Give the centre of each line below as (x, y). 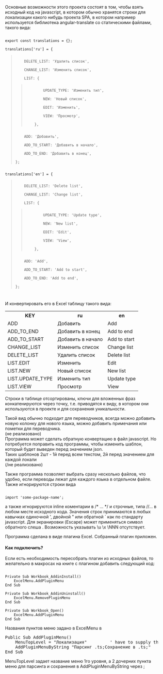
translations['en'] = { (29, 174)
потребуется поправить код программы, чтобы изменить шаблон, (74, 444)
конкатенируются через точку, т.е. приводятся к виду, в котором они (77, 404)
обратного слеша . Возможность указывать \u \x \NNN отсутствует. (75, 527)
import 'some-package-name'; (34, 498)
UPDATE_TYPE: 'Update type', (72, 215)
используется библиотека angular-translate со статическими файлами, (78, 22)
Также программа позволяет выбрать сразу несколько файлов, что (75, 474)
